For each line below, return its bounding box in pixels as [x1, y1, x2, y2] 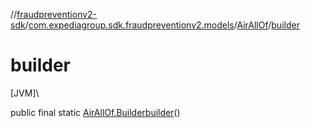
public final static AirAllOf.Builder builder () [10, 106, 181, 118]
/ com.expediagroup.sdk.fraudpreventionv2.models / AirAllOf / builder [24, 19, 300, 31]
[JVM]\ [10, 87, 40, 99]
